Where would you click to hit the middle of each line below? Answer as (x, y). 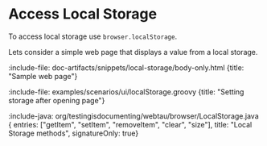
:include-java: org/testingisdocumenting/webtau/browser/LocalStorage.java (133, 116)
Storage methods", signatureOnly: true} (74, 133)
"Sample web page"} (43, 76)
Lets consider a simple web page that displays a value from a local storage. (133, 52)
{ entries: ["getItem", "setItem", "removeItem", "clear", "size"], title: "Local (130, 124)
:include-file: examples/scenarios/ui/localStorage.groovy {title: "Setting (126, 92)
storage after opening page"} (57, 100)
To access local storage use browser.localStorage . (93, 36)
